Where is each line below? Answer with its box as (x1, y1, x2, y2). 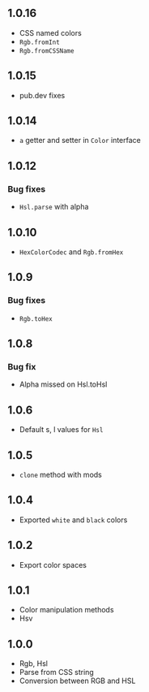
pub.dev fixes (19, 90, 66, 100)
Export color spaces (19, 560, 87, 569)
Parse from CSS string (19, 668, 94, 677)
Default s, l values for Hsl (19, 425, 104, 435)
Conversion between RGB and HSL (19, 676, 136, 686)
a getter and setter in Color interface (19, 136, 141, 145)
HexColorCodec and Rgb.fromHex (19, 247, 124, 257)
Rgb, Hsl (19, 659, 48, 668)
